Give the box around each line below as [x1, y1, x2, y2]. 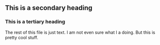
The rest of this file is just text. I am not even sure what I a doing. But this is [5, 29, 156, 35]
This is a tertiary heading [5, 18, 66, 25]
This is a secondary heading [5, 4, 92, 12]
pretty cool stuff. [5, 34, 38, 40]
